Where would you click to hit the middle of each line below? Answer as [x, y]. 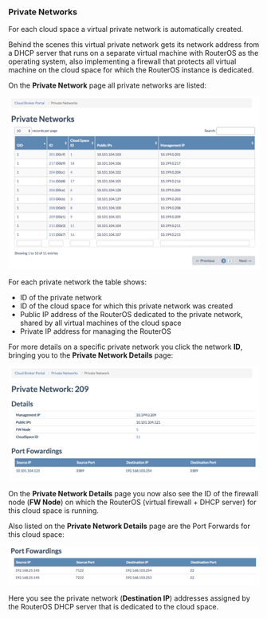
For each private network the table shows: [78, 282]
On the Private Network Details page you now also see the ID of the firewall [133, 493]
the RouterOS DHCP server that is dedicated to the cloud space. [114, 607]
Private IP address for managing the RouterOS [95, 331]
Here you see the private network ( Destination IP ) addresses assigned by [129, 598]
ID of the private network [61, 297]
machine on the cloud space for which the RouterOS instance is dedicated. [131, 70]
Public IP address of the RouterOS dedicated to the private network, [131, 314]
